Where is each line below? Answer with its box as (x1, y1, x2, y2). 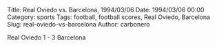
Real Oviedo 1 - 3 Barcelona (7, 33, 86, 42)
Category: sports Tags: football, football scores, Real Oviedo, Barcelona (7, 13, 211, 21)
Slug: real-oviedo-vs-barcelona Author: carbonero (7, 20, 150, 28)
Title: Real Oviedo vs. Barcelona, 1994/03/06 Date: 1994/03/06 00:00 (7, 6, 205, 14)
